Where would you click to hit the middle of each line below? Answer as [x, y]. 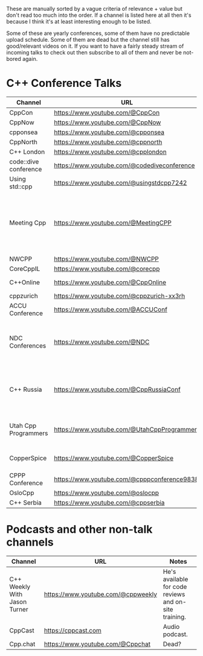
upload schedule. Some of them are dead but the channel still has [88, 40]
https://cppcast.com [72, 630]
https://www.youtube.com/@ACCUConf [111, 309]
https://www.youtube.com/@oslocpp [106, 492]
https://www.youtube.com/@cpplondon [111, 151]
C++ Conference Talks [64, 83]
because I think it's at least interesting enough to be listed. [79, 21]
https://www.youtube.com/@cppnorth [108, 142]
